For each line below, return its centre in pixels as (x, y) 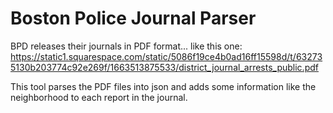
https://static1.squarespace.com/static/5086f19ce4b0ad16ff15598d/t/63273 (166, 56)
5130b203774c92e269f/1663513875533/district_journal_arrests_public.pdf (164, 67)
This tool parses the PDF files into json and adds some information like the (163, 86)
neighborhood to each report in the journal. (99, 97)
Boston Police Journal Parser (133, 18)
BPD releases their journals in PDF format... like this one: (126, 46)
